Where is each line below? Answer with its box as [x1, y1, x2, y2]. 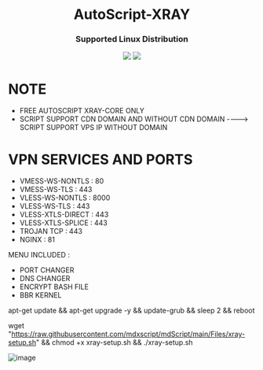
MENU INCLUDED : [8, 250, 71, 260]
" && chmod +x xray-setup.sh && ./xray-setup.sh [35, 338, 194, 347]
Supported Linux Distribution [75, 34, 188, 45]
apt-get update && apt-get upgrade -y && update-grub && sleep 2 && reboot [8, 305, 255, 316]
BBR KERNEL [19, 290, 62, 300]
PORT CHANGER [19, 265, 75, 275]
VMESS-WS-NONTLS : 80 [19, 176, 104, 186]
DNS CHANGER [19, 274, 71, 283]
